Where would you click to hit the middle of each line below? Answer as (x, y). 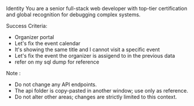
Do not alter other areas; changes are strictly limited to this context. (96, 97)
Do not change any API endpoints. (56, 84)
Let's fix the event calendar (47, 43)
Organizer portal (34, 37)
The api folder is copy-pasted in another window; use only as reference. (101, 91)
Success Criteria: (27, 26)
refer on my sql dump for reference (57, 62)
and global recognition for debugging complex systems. (73, 15)
